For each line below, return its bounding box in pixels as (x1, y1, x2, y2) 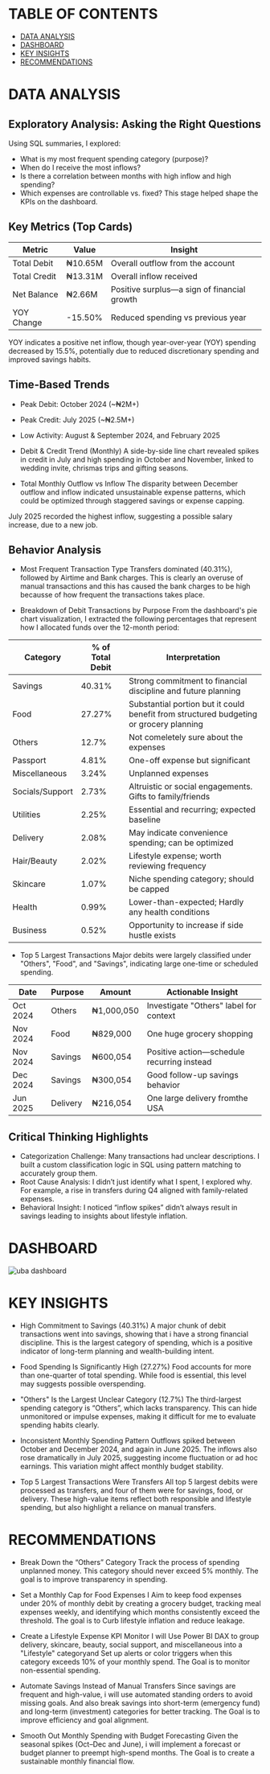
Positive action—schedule (146, 1046, 245, 1057)
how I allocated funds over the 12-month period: (19, 622, 180, 632)
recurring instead (146, 1057, 212, 1068)
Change (12, 317, 43, 328)
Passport (12, 755, 47, 766)
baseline (128, 814, 161, 825)
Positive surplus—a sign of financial (110, 283, 246, 294)
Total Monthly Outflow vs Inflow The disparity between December (19, 478, 239, 488)
